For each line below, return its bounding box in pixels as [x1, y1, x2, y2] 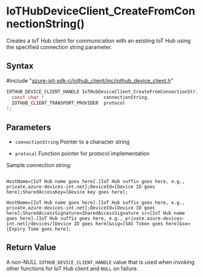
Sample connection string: [6, 162, 72, 169]
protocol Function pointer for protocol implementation [14, 150, 150, 158]
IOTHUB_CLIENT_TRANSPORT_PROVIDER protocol [11, 100, 126, 106]
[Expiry [6, 226, 26, 232]
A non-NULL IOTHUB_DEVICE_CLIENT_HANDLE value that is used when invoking [6, 258, 195, 266]
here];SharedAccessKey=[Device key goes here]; [6, 189, 129, 196]
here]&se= [166, 221, 190, 227]
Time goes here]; [28, 226, 71, 232]
